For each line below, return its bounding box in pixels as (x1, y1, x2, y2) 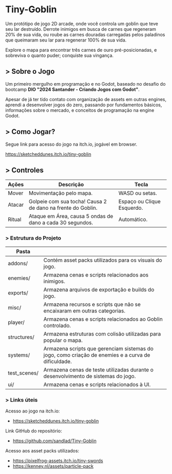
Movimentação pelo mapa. (29, 190, 93, 197)
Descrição (58, 181, 84, 188)
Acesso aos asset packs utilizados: (5, 447, 79, 453)
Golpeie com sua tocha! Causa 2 (29, 198, 107, 205)
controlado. (43, 322, 71, 329)
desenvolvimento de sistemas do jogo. (43, 372, 136, 380)
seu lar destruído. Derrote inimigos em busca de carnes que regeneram (5, 26, 156, 32)
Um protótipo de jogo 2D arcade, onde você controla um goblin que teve (5, 21, 159, 27)
